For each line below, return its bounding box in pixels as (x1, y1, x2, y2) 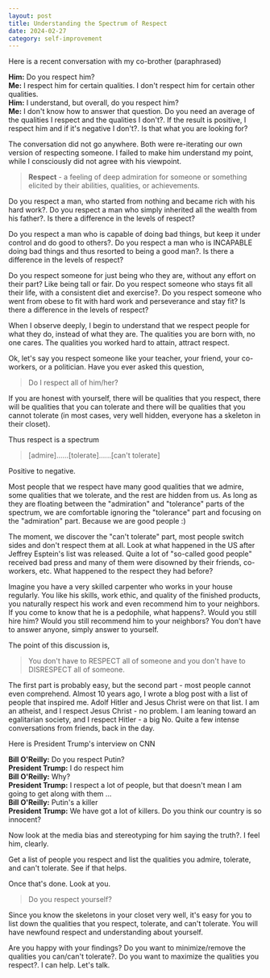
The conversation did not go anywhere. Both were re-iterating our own (8, 139, 243, 150)
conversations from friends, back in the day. (8, 723, 156, 733)
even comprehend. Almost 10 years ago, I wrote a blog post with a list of (8, 689, 248, 699)
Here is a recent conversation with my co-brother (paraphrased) (8, 57, 222, 66)
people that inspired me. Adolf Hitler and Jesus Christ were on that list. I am (8, 698, 260, 707)
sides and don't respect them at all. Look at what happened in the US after (8, 541, 255, 550)
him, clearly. (8, 839, 49, 849)
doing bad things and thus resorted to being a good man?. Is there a (8, 247, 235, 256)
